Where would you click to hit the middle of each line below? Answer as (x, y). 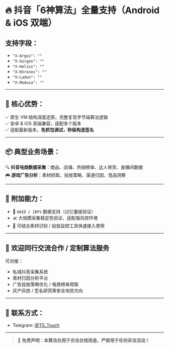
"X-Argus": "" (27, 56)
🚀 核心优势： (25, 104)
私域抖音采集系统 (30, 272)
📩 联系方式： (25, 313)
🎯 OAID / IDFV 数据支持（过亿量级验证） (54, 212)
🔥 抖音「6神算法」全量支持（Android (82, 10)
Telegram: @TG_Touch (36, 325)
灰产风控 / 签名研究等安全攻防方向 (48, 291)
